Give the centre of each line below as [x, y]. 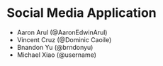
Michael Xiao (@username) [57, 55]
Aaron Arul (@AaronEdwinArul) [62, 32]
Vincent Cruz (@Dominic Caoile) [64, 39]
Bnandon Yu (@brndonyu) [55, 47]
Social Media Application [81, 13]
